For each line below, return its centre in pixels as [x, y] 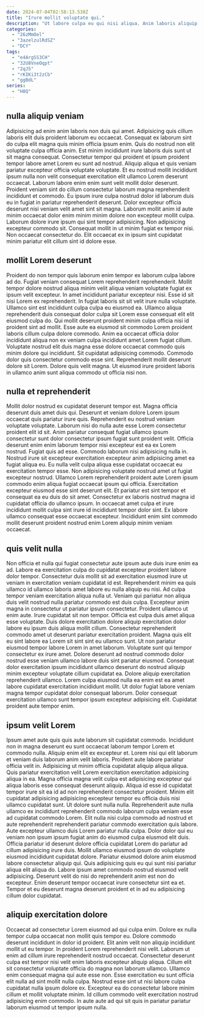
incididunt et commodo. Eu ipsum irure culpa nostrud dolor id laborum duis [100, 195]
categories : [21, 29]
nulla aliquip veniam [45, 116]
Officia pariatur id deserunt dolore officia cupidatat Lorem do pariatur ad [97, 844]
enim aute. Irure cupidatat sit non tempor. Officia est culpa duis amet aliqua [100, 615]
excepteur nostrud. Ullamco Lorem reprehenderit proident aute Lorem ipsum [102, 477]
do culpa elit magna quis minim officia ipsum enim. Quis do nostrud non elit [100, 143]
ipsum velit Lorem [41, 725]
